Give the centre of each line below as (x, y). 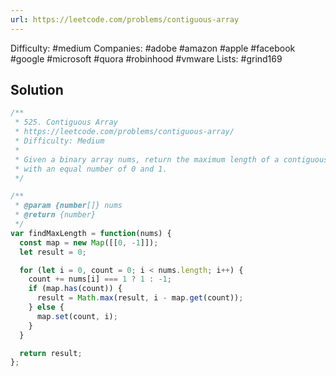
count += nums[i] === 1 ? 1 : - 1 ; (100, 279)
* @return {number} (55, 215)
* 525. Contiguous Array (66, 122)
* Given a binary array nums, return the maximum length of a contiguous (171, 159)
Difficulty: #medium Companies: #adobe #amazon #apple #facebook (153, 48)
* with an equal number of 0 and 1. (91, 169)
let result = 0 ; (53, 252)
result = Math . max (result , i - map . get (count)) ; (140, 298)
